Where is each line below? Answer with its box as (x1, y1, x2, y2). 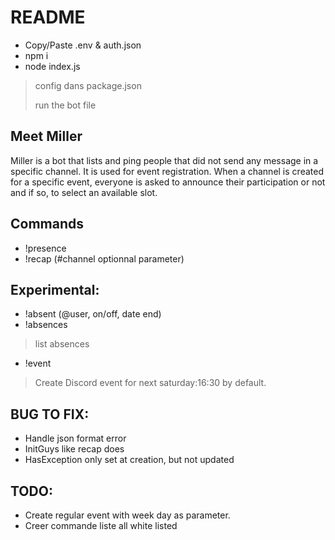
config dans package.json (34, 79, 142, 91)
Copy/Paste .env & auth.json (24, 39, 142, 51)
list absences (34, 338, 90, 350)
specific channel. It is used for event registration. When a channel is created (10, 165, 324, 177)
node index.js (24, 60, 81, 72)
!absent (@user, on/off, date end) (24, 308, 162, 320)
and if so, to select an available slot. (10, 186, 158, 198)
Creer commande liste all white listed (24, 520, 178, 531)
